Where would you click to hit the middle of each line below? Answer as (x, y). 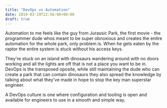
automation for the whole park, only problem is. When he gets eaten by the (82, 44)
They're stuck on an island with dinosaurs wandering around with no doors (82, 59)
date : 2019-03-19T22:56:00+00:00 (40, 14)
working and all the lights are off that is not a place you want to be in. (76, 64)
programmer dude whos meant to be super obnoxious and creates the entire (84, 38)
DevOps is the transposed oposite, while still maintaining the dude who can (82, 69)
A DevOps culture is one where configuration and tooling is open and (76, 95)
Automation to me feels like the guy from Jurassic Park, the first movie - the (83, 33)
